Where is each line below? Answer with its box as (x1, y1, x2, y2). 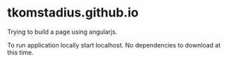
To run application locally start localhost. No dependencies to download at (7, 41, 221, 49)
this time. (7, 48, 34, 56)
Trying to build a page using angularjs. (7, 28, 118, 36)
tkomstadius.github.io (7, 5, 139, 21)
